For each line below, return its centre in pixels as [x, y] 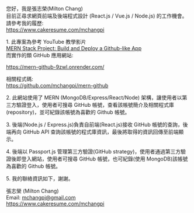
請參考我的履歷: [25, 23]
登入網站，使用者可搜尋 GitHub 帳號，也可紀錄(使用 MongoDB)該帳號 [105, 159]
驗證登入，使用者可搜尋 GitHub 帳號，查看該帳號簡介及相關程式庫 [95, 105]
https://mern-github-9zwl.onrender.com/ [55, 67]
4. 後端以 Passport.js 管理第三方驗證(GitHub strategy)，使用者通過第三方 [93, 151]
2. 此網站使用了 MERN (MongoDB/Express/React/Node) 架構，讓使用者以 [94, 97]
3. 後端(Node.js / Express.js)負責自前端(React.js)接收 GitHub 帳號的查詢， [94, 125]
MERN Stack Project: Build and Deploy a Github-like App [74, 48]
